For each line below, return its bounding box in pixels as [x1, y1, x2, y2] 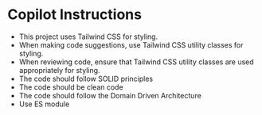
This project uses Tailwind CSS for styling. [18, 32, 158, 41]
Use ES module [18, 99, 70, 109]
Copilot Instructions [7, 6, 143, 24]
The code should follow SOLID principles [18, 74, 153, 83]
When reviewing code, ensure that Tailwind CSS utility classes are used [18, 57, 254, 67]
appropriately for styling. [18, 65, 100, 75]
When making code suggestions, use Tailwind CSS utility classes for [18, 40, 244, 49]
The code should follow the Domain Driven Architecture [18, 90, 202, 100]
